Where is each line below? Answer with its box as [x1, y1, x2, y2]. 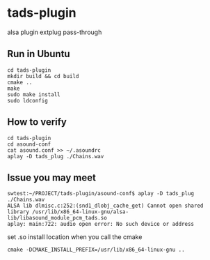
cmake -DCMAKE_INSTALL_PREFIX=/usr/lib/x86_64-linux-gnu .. [7, 246, 186, 254]
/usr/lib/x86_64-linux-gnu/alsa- [32, 208, 129, 215]
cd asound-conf [7, 141, 51, 148]
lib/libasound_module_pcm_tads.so [7, 215, 108, 222]
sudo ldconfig [7, 97, 49, 104]
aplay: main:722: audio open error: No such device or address [7, 221, 195, 228]
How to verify [7, 116, 67, 128]
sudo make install [7, 91, 60, 98]
